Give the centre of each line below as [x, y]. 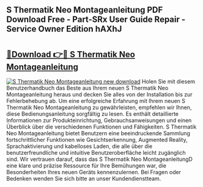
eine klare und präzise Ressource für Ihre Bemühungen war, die [87, 166]
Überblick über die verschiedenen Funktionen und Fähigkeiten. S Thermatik [102, 127]
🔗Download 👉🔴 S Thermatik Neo [71, 54]
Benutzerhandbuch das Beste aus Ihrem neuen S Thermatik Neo [87, 88]
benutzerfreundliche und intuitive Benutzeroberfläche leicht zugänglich [96, 153]
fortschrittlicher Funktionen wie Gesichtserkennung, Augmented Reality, [97, 140]
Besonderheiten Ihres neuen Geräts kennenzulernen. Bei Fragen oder [94, 172]
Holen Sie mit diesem [168, 81]
